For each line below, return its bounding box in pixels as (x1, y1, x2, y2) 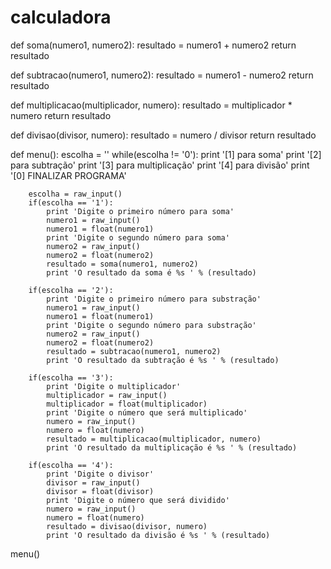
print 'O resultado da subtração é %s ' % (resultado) (46, 355, 280, 365)
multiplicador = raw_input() (46, 390, 168, 400)
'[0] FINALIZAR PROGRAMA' (10, 169, 127, 181)
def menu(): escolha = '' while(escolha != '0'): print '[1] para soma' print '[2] (10, 148, 322, 160)
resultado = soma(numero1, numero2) (46, 259, 199, 269)
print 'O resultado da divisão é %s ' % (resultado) (46, 530, 271, 540)
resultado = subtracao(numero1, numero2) (46, 346, 222, 356)
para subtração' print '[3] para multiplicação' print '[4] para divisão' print (10, 159, 310, 171)
